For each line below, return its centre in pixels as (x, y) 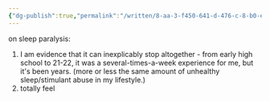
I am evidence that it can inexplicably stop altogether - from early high (136, 54)
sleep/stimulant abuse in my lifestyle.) (83, 79)
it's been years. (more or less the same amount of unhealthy (120, 71)
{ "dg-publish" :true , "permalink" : (64, 16)
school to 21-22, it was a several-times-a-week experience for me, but (137, 63)
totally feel (37, 88)
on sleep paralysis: (39, 38)
